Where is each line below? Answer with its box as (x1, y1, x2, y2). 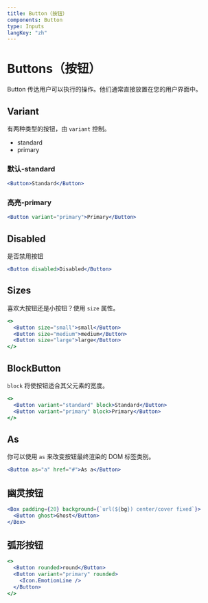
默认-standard (7, 164, 56, 173)
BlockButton (7, 362, 61, 374)
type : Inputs (7, 23, 45, 30)
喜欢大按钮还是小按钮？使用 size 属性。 (7, 304, 119, 312)
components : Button (7, 17, 63, 23)
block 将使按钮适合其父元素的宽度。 (7, 381, 108, 390)
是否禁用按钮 (7, 252, 43, 260)
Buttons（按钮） (7, 61, 102, 76)
